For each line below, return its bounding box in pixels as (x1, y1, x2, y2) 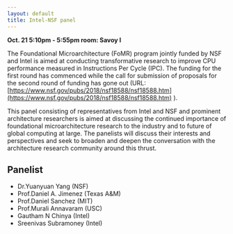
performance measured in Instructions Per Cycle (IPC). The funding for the (7, 64, 222, 72)
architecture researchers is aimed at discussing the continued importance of (7, 114, 227, 122)
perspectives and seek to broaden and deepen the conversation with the (7, 136, 216, 144)
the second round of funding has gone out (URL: (7, 78, 146, 87)
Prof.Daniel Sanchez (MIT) (17, 197, 93, 206)
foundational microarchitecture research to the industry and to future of (7, 122, 212, 130)
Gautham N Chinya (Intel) (17, 212, 90, 220)
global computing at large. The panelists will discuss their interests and (7, 129, 211, 137)
